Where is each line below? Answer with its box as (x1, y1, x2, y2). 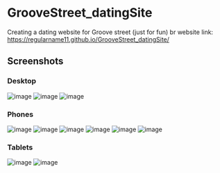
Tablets (7, 142, 33, 152)
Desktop (7, 76, 37, 86)
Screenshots (7, 56, 64, 67)
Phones (7, 109, 33, 119)
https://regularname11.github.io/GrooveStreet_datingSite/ (7, 35, 170, 43)
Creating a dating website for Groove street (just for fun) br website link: (7, 28, 214, 36)
